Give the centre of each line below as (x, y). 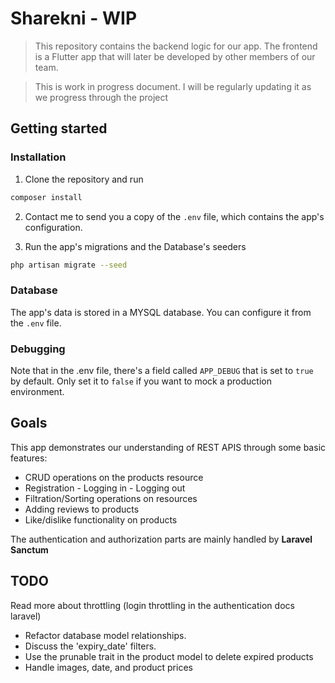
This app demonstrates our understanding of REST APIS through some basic (168, 447)
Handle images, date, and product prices (108, 667)
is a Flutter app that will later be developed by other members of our (175, 56)
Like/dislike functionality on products (101, 519)
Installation (38, 157)
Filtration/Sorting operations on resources (111, 498)
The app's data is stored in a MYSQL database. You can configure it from (161, 312)
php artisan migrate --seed (69, 265)
